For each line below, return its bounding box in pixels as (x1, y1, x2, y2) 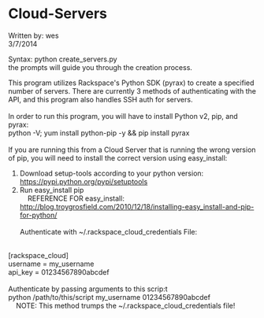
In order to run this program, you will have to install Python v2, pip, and (8, 111, 238, 120)
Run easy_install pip (19, 185, 84, 194)
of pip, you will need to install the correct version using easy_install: (8, 153, 228, 162)
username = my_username (8, 259, 95, 268)
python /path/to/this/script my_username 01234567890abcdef (8, 292, 211, 301)
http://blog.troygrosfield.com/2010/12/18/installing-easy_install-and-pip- (19, 202, 255, 211)
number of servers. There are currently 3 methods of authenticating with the (8, 86, 256, 95)
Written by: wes (8, 31, 59, 40)
